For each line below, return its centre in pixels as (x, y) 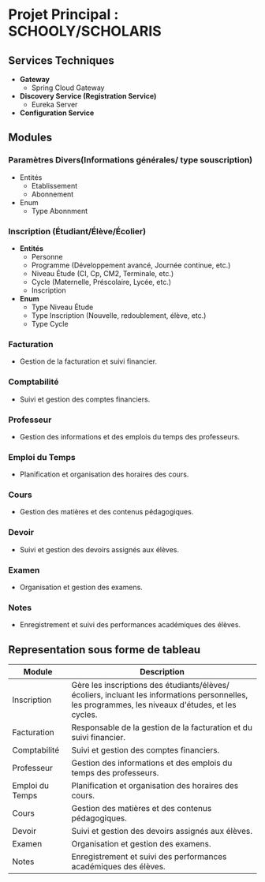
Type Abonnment (60, 211)
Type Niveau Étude (62, 307)
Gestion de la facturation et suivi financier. (88, 361)
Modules (30, 138)
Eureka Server (54, 105)
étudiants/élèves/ (198, 686)
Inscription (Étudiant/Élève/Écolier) (77, 231)
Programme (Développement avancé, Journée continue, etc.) (131, 265)
